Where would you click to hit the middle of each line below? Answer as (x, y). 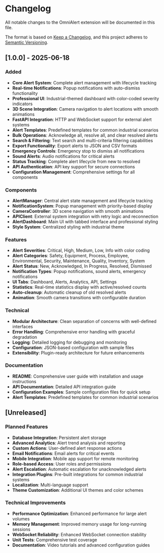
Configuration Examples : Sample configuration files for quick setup (81, 392)
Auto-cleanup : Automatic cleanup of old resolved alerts (69, 292)
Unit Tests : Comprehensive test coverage (55, 540)
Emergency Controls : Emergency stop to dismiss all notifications (78, 151)
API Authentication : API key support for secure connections (74, 166)
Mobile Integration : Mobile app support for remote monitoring (75, 458)
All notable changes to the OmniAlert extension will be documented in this (80, 22)
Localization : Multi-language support (50, 485)
